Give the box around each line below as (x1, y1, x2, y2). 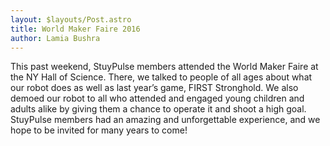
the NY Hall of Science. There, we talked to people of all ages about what (10, 71, 313, 83)
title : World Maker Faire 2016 (10, 24, 141, 34)
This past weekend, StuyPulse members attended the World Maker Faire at (10, 61, 319, 73)
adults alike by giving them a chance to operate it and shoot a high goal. (10, 103, 307, 115)
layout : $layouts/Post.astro (10, 14, 132, 25)
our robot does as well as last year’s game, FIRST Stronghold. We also (10, 82, 299, 94)
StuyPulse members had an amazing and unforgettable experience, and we (10, 114, 321, 126)
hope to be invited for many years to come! (10, 124, 188, 136)
